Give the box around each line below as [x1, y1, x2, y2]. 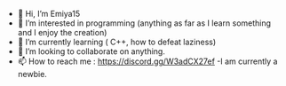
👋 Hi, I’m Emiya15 [17, 9, 81, 19]
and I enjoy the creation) [17, 27, 107, 37]
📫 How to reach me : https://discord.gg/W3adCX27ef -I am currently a [17, 56, 278, 66]
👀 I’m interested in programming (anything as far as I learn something [17, 18, 272, 28]
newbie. [17, 69, 47, 79]
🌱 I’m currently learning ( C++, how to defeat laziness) [17, 36, 217, 47]
